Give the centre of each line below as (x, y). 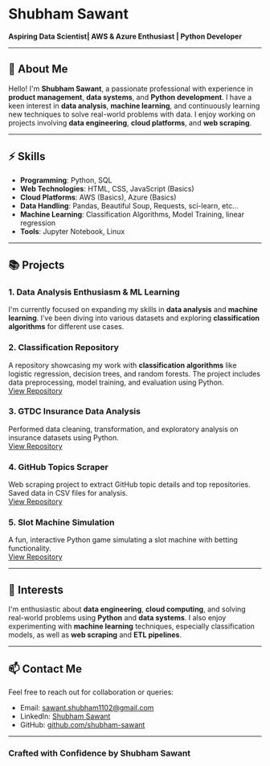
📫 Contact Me (45, 669)
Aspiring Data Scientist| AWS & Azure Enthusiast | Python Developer (125, 36)
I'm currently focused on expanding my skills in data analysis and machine (133, 310)
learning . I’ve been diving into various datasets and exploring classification (134, 318)
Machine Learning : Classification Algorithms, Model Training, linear (132, 214)
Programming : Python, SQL (66, 180)
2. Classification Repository (63, 348)
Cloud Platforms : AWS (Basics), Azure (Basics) (98, 197)
